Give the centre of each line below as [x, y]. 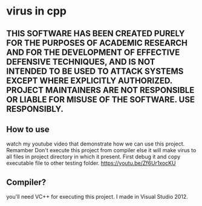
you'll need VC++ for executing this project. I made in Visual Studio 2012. [97, 197]
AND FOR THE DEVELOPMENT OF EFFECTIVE [93, 52]
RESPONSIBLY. [35, 109]
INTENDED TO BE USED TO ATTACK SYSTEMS [95, 71]
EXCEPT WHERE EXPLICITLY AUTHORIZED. [89, 81]
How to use [28, 129]
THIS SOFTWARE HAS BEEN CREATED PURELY [96, 34]
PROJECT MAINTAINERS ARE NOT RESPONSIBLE [100, 90]
